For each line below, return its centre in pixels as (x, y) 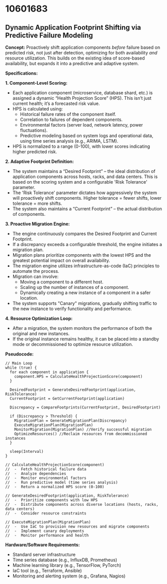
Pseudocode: (20, 354)
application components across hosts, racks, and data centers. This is (85, 177)
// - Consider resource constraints (46, 513)
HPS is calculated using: (37, 109)
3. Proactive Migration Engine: (37, 224)
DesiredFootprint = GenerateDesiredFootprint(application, (73, 390)
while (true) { (21, 368)
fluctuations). (34, 130)
